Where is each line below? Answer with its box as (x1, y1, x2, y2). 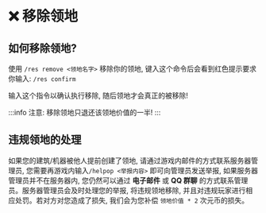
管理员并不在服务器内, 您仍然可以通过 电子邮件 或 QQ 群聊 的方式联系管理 (8, 176, 249, 185)
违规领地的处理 (8, 133, 82, 147)
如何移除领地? (8, 41, 77, 55)
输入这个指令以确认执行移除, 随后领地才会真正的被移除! (8, 91, 188, 100)
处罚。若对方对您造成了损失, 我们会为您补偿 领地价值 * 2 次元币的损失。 (14, 196, 249, 205)
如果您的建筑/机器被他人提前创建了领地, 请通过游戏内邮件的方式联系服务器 (8, 156, 252, 165)
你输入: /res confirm (8, 74, 76, 83)
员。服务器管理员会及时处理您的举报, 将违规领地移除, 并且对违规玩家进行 (8, 185, 246, 195)
